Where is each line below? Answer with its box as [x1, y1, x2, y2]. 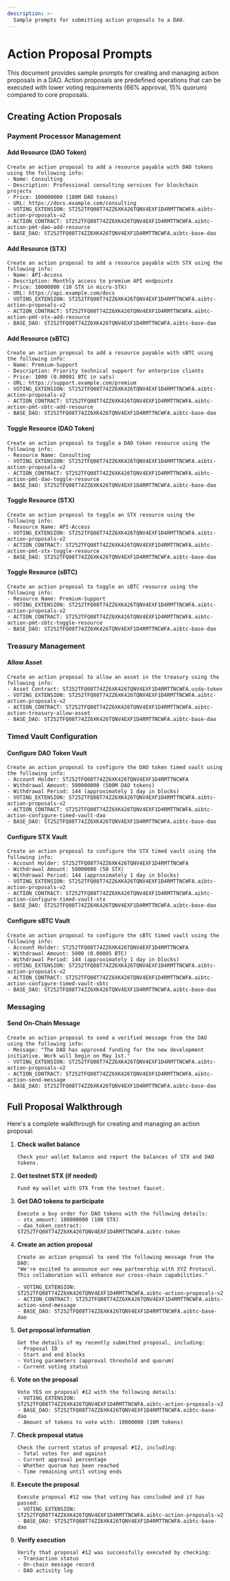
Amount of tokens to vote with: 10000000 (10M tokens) [23, 1419, 184, 1426]
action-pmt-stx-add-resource [7, 314, 91, 321]
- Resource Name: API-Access [7, 524, 91, 530]
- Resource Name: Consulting [7, 451, 91, 458]
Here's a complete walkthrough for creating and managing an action [7, 1119, 200, 1128]
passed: [16, 1499, 39, 1507]
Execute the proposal [16, 1480, 80, 1488]
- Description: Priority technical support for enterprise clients [7, 367, 205, 375]
